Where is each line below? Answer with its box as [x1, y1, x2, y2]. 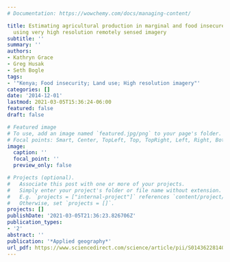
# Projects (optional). [7, 174, 75, 181]
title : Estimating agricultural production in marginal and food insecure [7, 22, 225, 29]
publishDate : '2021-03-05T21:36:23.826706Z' [7, 213, 136, 220]
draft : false [7, 112, 44, 118]
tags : [7, 73, 23, 80]
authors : [7, 48, 32, 55]
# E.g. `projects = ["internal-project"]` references [7, 193, 170, 200]
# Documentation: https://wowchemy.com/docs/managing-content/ [7, 10, 192, 17]
